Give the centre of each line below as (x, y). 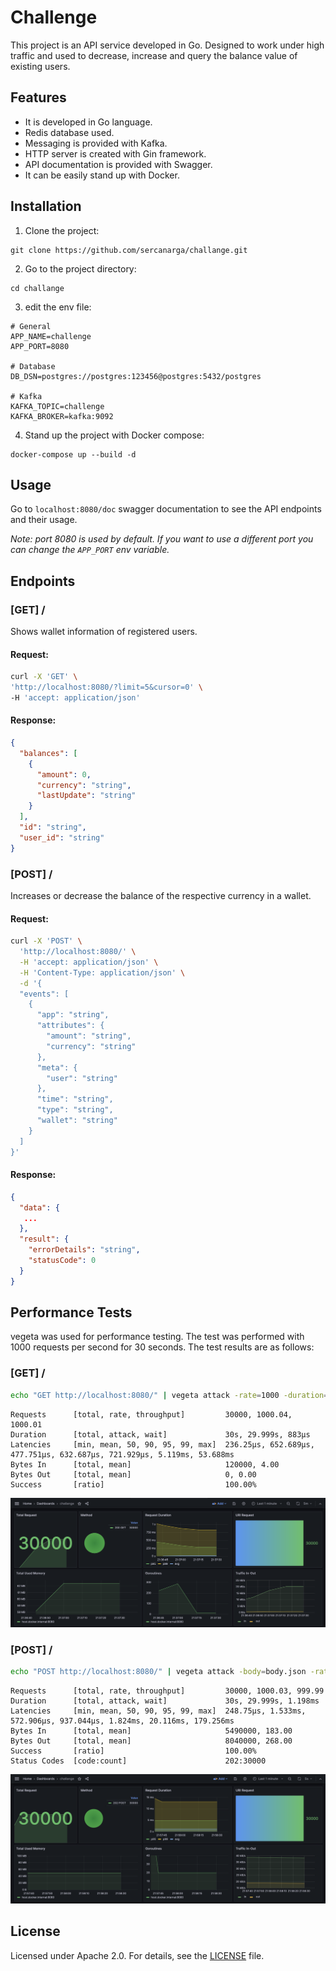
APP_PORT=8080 (40, 346)
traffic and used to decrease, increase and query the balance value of (154, 55)
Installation (46, 206)
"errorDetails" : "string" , (84, 1250)
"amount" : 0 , (64, 774)
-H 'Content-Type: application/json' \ (102, 972)
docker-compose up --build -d (73, 454)
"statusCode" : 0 (62, 1261)
